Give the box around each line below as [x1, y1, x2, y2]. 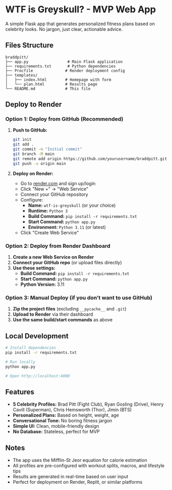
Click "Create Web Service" [20, 229, 79, 235]
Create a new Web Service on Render [12, 253, 94, 260]
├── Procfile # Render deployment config [5, 68, 125, 73]
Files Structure [5, 41, 54, 50]
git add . [12, 142, 34, 147]
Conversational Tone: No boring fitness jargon [12, 418, 112, 424]
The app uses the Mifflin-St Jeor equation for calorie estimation [12, 457, 147, 463]
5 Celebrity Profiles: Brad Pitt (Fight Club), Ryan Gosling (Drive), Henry [12, 401, 164, 407]
